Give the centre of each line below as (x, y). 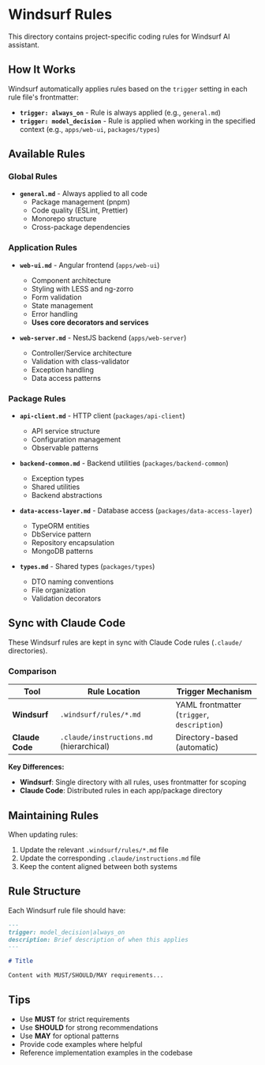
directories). (28, 650)
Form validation (56, 297)
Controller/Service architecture (82, 352)
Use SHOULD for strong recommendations (89, 1027)
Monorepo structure (64, 219)
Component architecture (71, 280)
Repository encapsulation (73, 543)
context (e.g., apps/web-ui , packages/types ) (90, 129)
